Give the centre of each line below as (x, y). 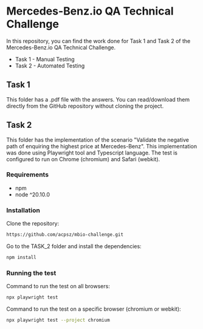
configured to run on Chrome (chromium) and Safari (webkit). (83, 159)
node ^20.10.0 (33, 194)
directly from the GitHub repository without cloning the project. (85, 106)
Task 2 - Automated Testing (50, 66)
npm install (21, 258)
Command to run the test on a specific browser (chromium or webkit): (94, 309)
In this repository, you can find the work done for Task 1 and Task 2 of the (98, 41)
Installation (23, 210)
